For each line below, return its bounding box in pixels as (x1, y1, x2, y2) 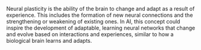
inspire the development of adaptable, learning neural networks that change (6, 24, 196, 31)
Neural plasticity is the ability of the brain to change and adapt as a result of (6, 5, 195, 12)
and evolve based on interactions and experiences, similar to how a (6, 31, 174, 38)
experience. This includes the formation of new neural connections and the (6, 11, 193, 19)
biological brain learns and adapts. (6, 37, 92, 44)
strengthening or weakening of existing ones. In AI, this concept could (6, 18, 180, 25)
